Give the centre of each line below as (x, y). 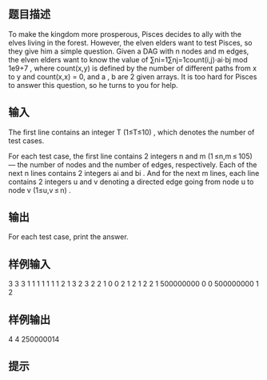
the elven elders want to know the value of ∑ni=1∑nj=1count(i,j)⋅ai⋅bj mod (128, 59)
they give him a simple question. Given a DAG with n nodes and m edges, (129, 51)
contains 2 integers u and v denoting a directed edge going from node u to (131, 182)
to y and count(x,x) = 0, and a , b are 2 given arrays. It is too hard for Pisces (133, 76)
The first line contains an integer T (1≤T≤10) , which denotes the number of (132, 132)
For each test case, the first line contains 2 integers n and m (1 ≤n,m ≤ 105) (131, 156)
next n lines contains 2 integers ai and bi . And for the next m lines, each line (134, 173)
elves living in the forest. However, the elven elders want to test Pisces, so (131, 42)
